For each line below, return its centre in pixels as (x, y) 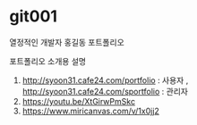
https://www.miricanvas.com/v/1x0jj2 (90, 111)
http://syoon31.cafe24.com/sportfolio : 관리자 (105, 91)
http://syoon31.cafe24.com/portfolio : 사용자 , (105, 80)
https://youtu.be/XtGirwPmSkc (79, 101)
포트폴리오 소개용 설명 (48, 61)
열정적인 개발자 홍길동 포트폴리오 (67, 42)
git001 (34, 17)
